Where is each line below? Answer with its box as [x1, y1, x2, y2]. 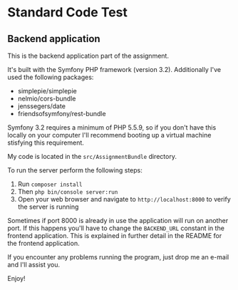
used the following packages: [7, 73, 94, 81]
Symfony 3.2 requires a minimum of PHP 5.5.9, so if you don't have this [7, 123, 217, 132]
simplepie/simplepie [17, 87, 77, 95]
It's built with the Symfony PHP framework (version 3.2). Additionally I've [7, 66, 222, 73]
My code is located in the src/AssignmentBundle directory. [7, 152, 177, 160]
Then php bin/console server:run [17, 187, 118, 196]
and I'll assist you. [7, 261, 61, 269]
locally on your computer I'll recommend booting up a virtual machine [7, 131, 212, 139]
